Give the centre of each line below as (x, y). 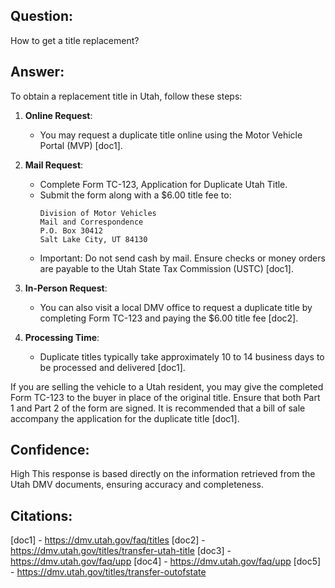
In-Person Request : (66, 288)
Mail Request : (54, 165)
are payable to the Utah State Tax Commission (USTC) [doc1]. (166, 268)
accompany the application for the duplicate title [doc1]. (125, 418)
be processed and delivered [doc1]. (112, 367)
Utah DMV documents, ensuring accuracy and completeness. (137, 485)
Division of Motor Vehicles (98, 213)
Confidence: (50, 450)
